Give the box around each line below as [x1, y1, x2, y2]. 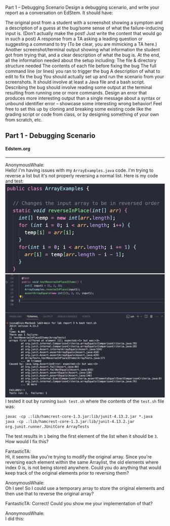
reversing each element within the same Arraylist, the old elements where [5, 459, 158, 466]
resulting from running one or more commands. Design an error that [5, 90, 147, 96]
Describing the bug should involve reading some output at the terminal [5, 84, 152, 90]
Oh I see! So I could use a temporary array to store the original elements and [5, 485, 164, 491]
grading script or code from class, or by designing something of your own [5, 111, 159, 117]
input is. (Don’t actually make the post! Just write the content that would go [5, 30, 162, 36]
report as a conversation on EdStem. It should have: [5, 10, 113, 16]
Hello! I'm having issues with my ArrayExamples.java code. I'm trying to [5, 167, 154, 173]
